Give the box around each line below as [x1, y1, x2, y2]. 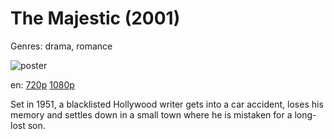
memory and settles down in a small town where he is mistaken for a [10, 108, 293, 121]
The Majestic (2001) [10, 7, 181, 30]
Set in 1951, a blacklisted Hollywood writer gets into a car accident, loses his [10, 98, 324, 110]
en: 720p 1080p [10, 78, 75, 91]
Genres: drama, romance [10, 40, 113, 52]
